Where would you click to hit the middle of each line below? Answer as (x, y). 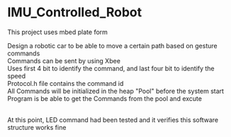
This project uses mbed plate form (58, 32)
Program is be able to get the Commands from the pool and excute (105, 98)
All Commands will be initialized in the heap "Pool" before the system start (116, 91)
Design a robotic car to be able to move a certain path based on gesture (112, 45)
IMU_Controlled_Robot (75, 12)
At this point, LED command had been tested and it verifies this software (113, 120)
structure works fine (37, 127)
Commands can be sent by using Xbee (64, 60)
